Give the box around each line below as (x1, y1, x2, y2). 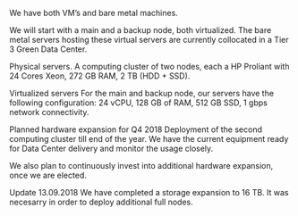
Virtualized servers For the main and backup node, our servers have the (9, 88, 275, 98)
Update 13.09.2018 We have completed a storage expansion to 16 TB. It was (9, 187, 289, 197)
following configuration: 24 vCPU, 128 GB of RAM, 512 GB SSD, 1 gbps (9, 97, 268, 108)
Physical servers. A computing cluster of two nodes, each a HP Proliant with (9, 62, 290, 71)
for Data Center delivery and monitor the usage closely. (9, 143, 214, 154)
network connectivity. (9, 107, 89, 117)
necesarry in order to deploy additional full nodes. (9, 196, 194, 207)
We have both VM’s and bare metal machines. (9, 8, 179, 18)
